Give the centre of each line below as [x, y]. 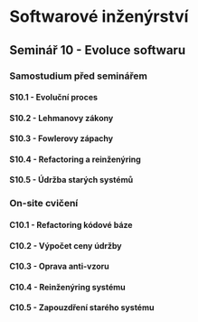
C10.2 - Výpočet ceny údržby [66, 245]
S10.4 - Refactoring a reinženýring [75, 159]
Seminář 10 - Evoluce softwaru [98, 50]
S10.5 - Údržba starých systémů [71, 180]
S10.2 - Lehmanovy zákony [61, 118]
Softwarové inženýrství [99, 17]
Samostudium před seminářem [78, 76]
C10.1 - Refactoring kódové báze [71, 224]
